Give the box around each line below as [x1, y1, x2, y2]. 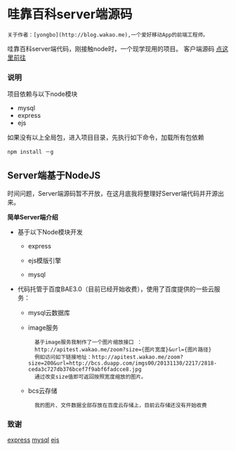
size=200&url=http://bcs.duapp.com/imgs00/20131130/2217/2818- [27, 360, 218, 367]
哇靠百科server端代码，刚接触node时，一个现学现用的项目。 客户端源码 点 [7, 44, 223, 53]
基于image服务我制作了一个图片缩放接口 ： [34, 339, 143, 346]
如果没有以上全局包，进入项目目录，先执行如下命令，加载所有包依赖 [7, 133, 204, 142]
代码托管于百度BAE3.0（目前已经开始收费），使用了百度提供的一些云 [17, 285, 214, 293]
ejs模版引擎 [27, 257, 62, 265]
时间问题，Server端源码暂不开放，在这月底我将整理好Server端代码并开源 [7, 189, 218, 198]
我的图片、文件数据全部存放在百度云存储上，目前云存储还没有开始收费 [34, 402, 207, 409]
